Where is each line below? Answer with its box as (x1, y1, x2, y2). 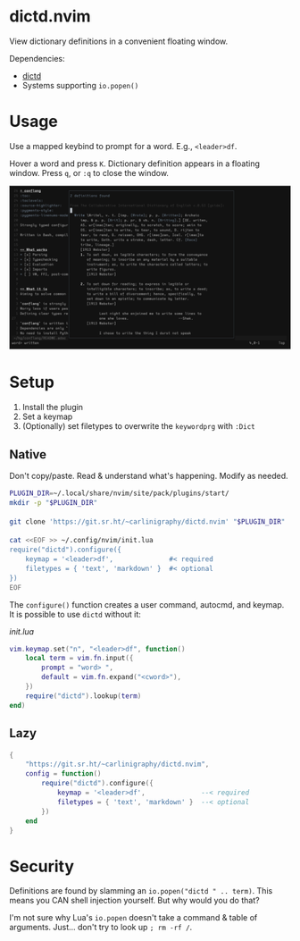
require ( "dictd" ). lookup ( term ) (25, 691, 142, 701)
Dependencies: (9, 53, 65, 63)
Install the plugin (21, 402, 83, 413)
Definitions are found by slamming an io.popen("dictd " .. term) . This (9, 886, 273, 896)
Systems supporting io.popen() (21, 80, 139, 90)
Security (9, 856, 74, 877)
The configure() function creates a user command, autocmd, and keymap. (9, 599, 285, 609)
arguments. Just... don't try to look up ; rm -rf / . (9, 922, 193, 933)
